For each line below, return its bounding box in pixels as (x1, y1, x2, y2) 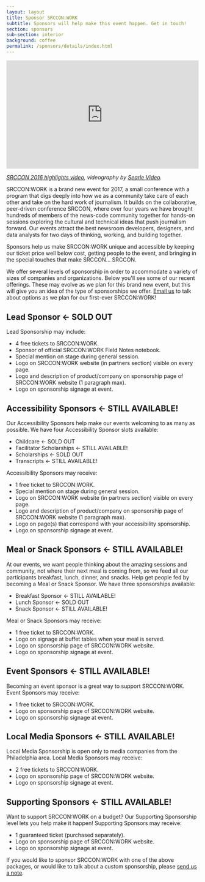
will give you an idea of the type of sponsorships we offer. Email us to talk (6, 287, 192, 295)
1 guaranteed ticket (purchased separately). (15, 831, 125, 839)
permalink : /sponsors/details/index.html (6, 43, 113, 50)
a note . (6, 869, 24, 876)
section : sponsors (6, 26, 53, 32)
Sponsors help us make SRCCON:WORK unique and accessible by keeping (6, 243, 195, 251)
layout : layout (6, 9, 45, 15)
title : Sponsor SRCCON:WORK (6, 15, 78, 21)
